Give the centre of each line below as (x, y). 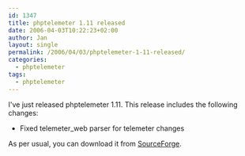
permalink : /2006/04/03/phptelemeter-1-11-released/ (97, 52)
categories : (28, 60)
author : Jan (28, 38)
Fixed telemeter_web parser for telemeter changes (102, 128)
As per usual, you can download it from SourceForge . (95, 143)
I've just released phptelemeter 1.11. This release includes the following (123, 105)
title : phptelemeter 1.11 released (67, 23)
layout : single (33, 45)
